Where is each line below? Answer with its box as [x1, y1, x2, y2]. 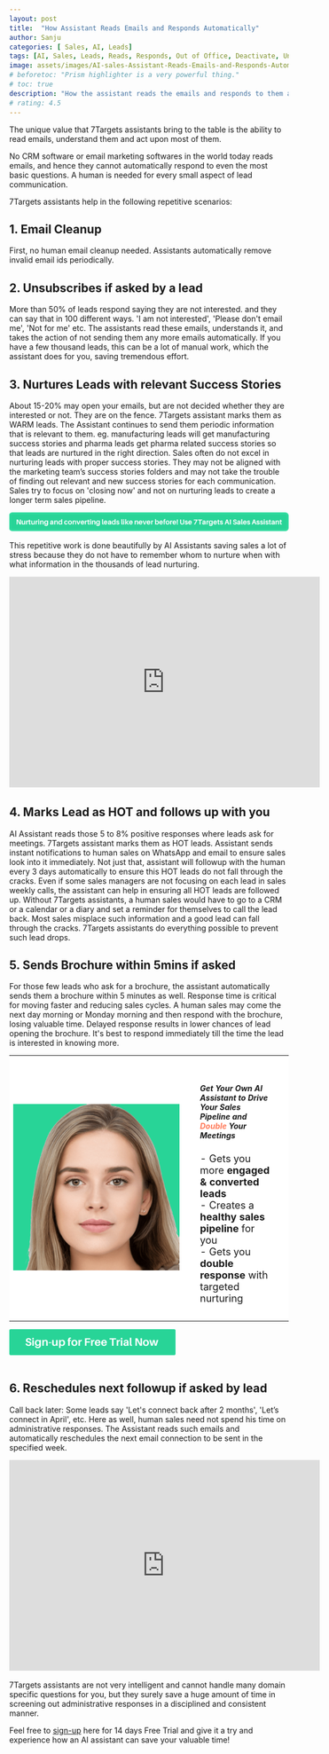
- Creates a [200, 1199, 255, 1212]
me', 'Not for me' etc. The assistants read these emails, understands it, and [9, 323, 284, 334]
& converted [200, 1176, 260, 1189]
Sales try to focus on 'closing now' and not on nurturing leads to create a [9, 484, 276, 496]
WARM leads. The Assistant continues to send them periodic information [9, 419, 275, 429]
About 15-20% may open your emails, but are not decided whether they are [9, 400, 286, 411]
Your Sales [200, 1101, 241, 1113]
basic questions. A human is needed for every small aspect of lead [9, 169, 253, 180]
